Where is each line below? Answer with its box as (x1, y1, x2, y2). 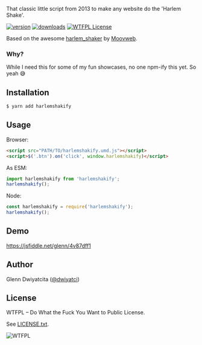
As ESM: (6, 164, 28, 171)
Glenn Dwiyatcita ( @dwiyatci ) (6, 275, 80, 282)
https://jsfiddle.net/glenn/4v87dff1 (6, 242, 92, 249)
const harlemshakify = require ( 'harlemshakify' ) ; (6, 204, 134, 210)
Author (6, 260, 33, 270)
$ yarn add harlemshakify (6, 104, 71, 110)
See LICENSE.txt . (6, 320, 49, 328)
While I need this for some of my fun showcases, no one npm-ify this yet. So (6, 63, 197, 71)
